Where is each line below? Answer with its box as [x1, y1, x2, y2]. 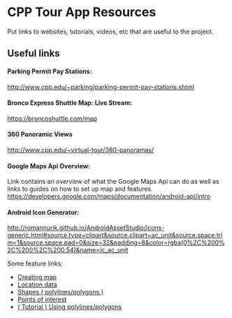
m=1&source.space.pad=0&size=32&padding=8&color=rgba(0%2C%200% [7, 238, 225, 247]
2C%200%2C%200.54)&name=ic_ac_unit [7, 246, 129, 254]
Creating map [17, 273, 57, 282]
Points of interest [17, 295, 67, 304]
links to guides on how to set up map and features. [7, 185, 153, 193]
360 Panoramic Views [7, 130, 73, 138]
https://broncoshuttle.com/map [7, 114, 98, 122]
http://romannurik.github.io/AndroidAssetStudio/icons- [7, 224, 165, 232]
